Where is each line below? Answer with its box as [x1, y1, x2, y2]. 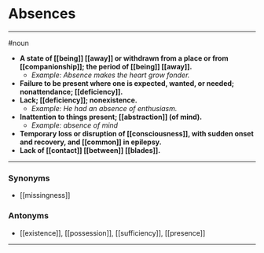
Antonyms [8, 210, 49, 221]
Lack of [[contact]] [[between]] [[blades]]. [19, 145, 161, 154]
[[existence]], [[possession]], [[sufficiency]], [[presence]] [19, 228, 206, 237]
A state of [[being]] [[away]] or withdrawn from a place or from [19, 53, 229, 63]
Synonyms [8, 173, 50, 184]
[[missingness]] [19, 191, 71, 200]
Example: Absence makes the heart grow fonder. [31, 70, 190, 80]
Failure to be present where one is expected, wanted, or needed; [19, 78, 234, 87]
